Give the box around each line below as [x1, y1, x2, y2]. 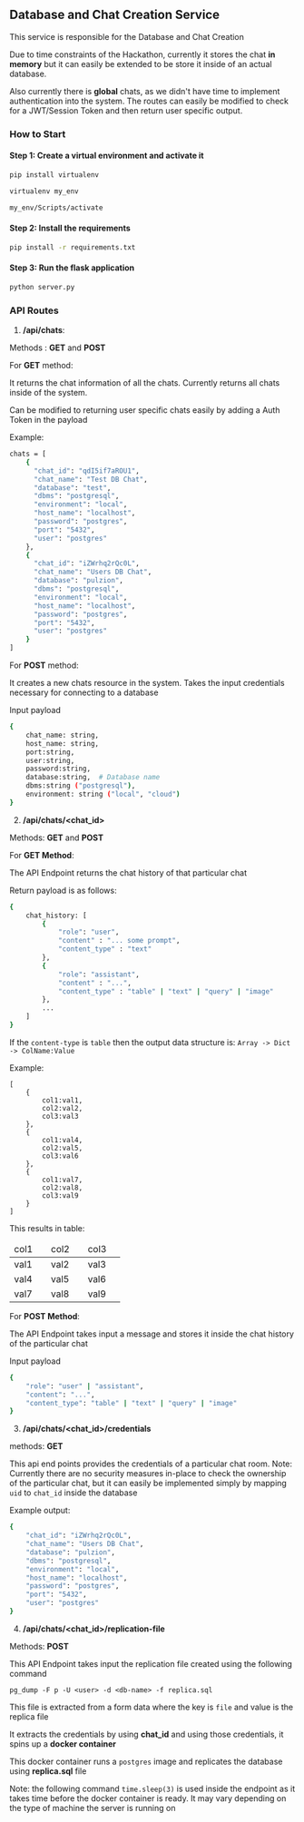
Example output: [9, 1505, 71, 1516]
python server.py [9, 282, 75, 291]
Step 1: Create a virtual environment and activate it [9, 150, 204, 162]
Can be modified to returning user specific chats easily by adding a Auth [9, 405, 280, 416]
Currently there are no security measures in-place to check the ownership [9, 1468, 287, 1479]
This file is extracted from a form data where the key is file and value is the [9, 1701, 293, 1712]
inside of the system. [9, 387, 88, 398]
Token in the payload [9, 415, 88, 426]
